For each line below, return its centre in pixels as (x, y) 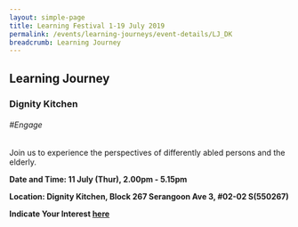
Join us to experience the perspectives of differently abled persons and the (147, 152)
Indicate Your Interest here (60, 214)
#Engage (26, 125)
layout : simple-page (48, 17)
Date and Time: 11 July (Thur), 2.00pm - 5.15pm (98, 179)
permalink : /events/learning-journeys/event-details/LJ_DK (121, 34)
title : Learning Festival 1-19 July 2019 (87, 26)
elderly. (23, 162)
